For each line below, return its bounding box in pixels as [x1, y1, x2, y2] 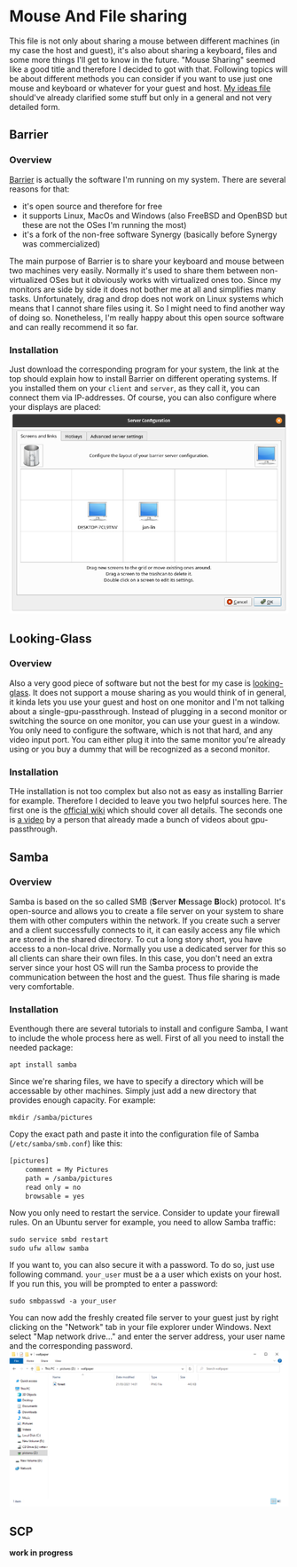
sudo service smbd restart [9, 1235, 109, 1244]
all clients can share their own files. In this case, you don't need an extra [9, 952, 273, 964]
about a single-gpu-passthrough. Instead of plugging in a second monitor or [9, 705, 287, 716]
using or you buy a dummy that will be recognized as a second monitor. [9, 744, 270, 754]
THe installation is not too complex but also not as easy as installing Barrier [9, 786, 284, 797]
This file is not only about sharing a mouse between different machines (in [9, 35, 280, 46]
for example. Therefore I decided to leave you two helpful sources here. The [9, 796, 288, 807]
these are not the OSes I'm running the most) [21, 219, 187, 230]
